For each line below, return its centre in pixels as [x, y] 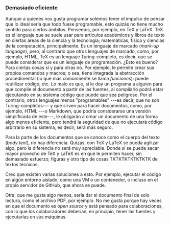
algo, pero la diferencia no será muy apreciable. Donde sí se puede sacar [82, 148]
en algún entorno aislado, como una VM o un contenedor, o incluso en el [82, 180]
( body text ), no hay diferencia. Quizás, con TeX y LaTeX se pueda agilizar [82, 143]
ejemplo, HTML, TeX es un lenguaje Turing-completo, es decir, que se [79, 57]
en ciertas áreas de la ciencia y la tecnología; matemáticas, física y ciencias [85, 40]
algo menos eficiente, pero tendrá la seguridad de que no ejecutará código [84, 122]
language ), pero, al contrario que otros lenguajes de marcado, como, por [82, 51]
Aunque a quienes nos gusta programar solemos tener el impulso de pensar [85, 19]
